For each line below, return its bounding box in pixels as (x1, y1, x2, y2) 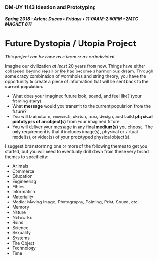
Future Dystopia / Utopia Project (5, 38, 137, 49)
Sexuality (12, 230, 31, 236)
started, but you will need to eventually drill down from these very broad (5, 149, 149, 155)
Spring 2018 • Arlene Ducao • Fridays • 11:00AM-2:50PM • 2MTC (5, 16, 139, 22)
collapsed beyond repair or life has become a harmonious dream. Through (5, 68, 154, 74)
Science (12, 225, 29, 231)
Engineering (12, 178, 36, 185)
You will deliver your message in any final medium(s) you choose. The (12, 124, 153, 130)
